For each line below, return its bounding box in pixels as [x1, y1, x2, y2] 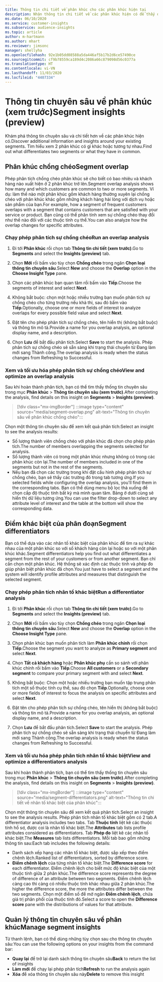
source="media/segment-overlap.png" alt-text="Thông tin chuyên [16, 409, 150, 415]
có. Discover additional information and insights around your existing [5, 138, 142, 144]
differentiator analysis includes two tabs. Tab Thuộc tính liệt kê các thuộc [5, 819, 152, 825]
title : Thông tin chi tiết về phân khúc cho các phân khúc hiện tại [5, 7, 147, 12]
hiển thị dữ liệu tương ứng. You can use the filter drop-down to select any [12, 495, 157, 501]
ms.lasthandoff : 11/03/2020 [5, 71, 62, 76]
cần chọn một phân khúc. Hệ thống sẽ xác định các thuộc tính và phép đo [5, 561, 153, 567]
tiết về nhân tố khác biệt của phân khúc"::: [16, 800, 102, 806]
